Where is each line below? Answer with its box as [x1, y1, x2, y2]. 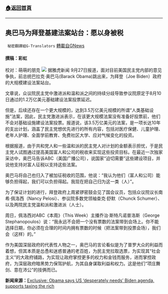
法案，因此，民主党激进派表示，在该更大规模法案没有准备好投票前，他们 [11, 114, 161, 120]
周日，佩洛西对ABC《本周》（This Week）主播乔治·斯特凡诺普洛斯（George [5, 212, 160, 218]
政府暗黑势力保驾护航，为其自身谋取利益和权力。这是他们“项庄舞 [26, 260, 161, 266]
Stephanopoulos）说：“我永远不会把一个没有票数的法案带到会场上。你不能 [5, 219, 159, 225]
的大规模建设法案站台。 [5, 80, 53, 86]
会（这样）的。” [5, 231, 36, 237]
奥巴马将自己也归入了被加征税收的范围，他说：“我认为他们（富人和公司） [5, 172, 156, 178]
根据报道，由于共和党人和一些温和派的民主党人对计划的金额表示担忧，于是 [5, 143, 158, 149]
